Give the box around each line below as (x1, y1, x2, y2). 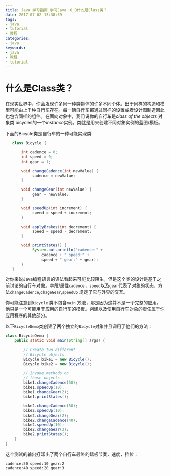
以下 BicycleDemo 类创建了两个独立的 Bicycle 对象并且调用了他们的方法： (5, 323, 153, 329)
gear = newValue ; (32, 192, 69, 197)
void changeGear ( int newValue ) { (21, 187, 92, 192)
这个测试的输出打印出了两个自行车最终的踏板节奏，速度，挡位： (5, 451, 138, 457)
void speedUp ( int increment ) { (21, 205, 87, 211)
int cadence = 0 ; (21, 150, 58, 155)
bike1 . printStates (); (23, 394, 69, 399)
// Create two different (23, 347, 76, 353)
